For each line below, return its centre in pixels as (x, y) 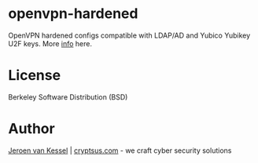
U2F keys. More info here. (50, 43)
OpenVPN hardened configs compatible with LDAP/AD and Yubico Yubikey (129, 35)
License (35, 76)
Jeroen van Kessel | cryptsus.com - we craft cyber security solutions (120, 150)
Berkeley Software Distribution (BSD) (68, 97)
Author (31, 129)
